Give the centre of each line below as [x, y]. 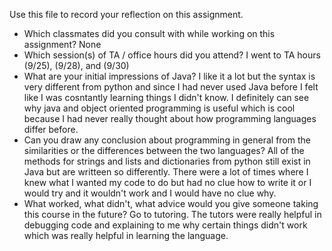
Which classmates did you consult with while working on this [149, 33]
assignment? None [62, 44]
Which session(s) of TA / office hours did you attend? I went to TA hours [172, 55]
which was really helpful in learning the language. [126, 235]
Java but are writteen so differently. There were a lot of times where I [166, 172]
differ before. [51, 129]
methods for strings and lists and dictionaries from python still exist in [167, 161]
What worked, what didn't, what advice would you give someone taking [171, 203]
